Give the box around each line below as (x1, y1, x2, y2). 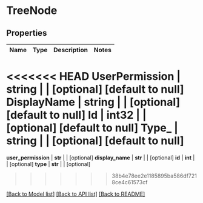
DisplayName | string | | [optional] (6, 95, 181, 109)
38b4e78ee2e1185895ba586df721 (111, 172, 197, 179)
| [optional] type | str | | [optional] (6, 160, 91, 167)
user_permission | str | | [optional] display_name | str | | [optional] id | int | (6, 154, 195, 161)
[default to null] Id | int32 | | (6, 108, 147, 122)
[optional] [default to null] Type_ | (6, 121, 179, 135)
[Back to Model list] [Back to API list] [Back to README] (6, 190, 145, 198)
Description (53, 46, 88, 54)
